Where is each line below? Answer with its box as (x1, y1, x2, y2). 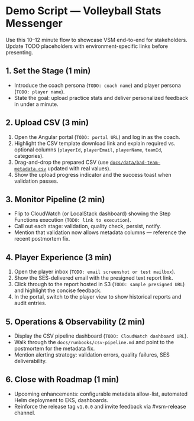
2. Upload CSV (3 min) (5, 118, 89, 128)
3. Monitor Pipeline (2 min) (5, 194, 105, 205)
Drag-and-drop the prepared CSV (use (14, 158, 109, 166)
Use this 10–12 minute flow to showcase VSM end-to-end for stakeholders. (5, 36, 187, 43)
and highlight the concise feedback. (14, 287, 102, 294)
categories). (14, 152, 44, 159)
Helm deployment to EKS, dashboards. (14, 396, 109, 403)
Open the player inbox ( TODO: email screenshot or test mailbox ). (14, 268, 176, 276)
